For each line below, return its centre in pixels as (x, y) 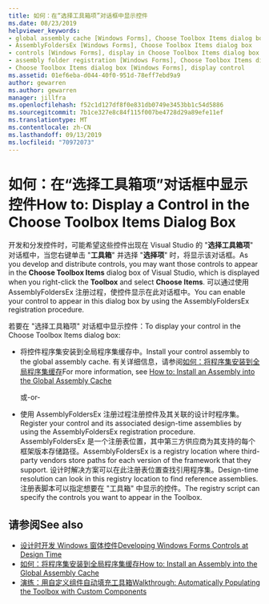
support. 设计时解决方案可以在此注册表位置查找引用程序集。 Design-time (139, 470)
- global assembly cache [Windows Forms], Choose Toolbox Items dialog (130, 38)
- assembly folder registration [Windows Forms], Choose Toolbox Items (130, 61)
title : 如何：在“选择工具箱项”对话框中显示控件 (78, 16)
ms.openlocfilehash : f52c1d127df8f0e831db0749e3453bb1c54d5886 (116, 105)
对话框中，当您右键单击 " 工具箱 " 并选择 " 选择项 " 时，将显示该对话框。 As (128, 255)
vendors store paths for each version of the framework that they (145, 461)
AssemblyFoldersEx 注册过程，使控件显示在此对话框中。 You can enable (127, 292)
